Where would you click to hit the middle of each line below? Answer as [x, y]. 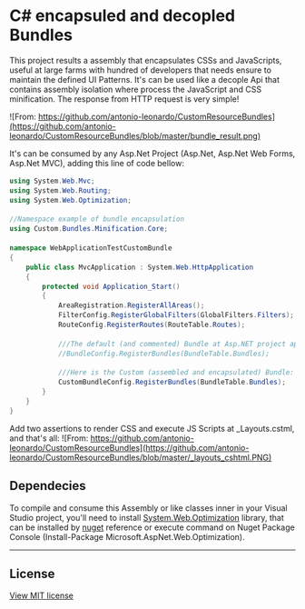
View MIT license [42, 595]
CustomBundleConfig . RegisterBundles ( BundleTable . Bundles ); [172, 383]
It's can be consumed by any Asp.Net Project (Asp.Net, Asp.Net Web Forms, [152, 153]
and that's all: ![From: [49, 438]
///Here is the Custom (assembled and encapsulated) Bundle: [176, 373]
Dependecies [48, 486]
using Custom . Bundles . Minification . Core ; [89, 229]
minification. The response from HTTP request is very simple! [124, 99]
